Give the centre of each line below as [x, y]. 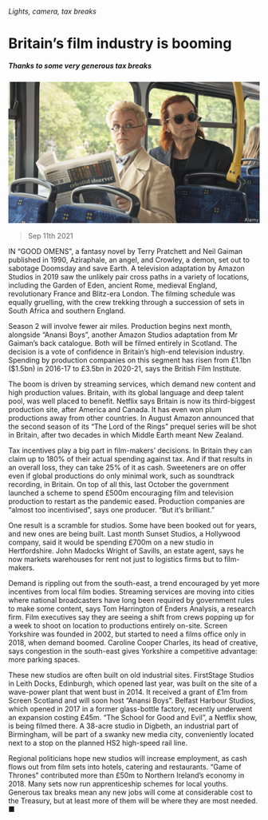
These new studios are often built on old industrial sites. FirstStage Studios [131, 675]
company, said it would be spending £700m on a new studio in [111, 542]
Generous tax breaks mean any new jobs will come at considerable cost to [130, 792]
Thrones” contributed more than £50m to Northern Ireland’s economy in [126, 775]
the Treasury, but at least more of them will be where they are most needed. [133, 801]
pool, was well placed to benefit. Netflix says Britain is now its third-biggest [132, 401]
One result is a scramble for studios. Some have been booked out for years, [132, 525]
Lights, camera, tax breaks [53, 11]
